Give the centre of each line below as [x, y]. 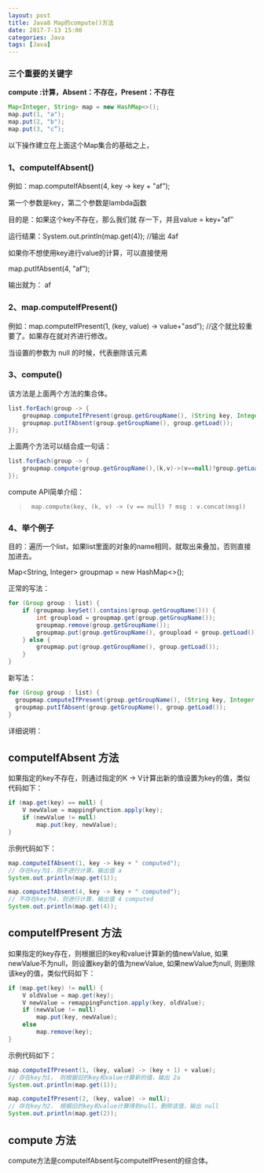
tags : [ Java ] [29, 45]
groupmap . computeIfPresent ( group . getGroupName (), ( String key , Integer [135, 700]
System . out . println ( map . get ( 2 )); [63, 1114]
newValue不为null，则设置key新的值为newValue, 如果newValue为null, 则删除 [132, 963]
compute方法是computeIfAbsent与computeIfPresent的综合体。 [110, 1160]
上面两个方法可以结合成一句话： [60, 446]
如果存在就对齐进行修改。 [70, 336]
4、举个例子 [31, 528]
